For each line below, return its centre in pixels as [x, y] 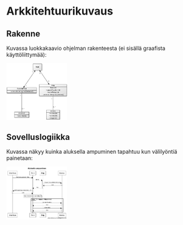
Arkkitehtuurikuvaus [60, 11]
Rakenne [23, 34]
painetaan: [20, 158]
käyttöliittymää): [26, 55]
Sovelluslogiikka [38, 137]
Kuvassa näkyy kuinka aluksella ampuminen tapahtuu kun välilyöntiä [92, 152]
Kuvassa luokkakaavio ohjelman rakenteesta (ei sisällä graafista [86, 48]
